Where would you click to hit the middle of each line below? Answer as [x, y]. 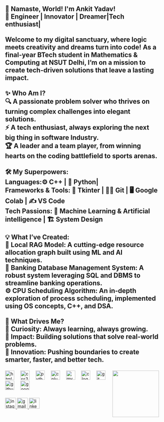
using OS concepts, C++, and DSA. [59, 306]
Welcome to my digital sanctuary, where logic [76, 40]
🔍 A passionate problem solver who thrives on [77, 102]
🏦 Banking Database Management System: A [74, 268]
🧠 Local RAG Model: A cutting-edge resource [74, 245]
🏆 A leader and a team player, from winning [73, 146]
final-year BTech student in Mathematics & [72, 55]
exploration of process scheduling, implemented [81, 299]
